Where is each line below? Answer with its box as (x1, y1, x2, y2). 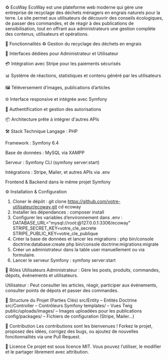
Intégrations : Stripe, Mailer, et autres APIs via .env (5, 169, 110, 175)
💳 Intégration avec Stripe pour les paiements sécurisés (5, 60, 121, 66)
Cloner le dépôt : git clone (12, 198, 67, 204)
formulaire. (12, 252, 35, 258)
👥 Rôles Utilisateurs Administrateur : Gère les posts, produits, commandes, (5, 267, 160, 273)
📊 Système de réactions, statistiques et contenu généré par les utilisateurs (5, 73, 161, 79)
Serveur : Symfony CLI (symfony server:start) (5, 160, 100, 165)
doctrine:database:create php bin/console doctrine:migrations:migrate (12, 241, 159, 247)
